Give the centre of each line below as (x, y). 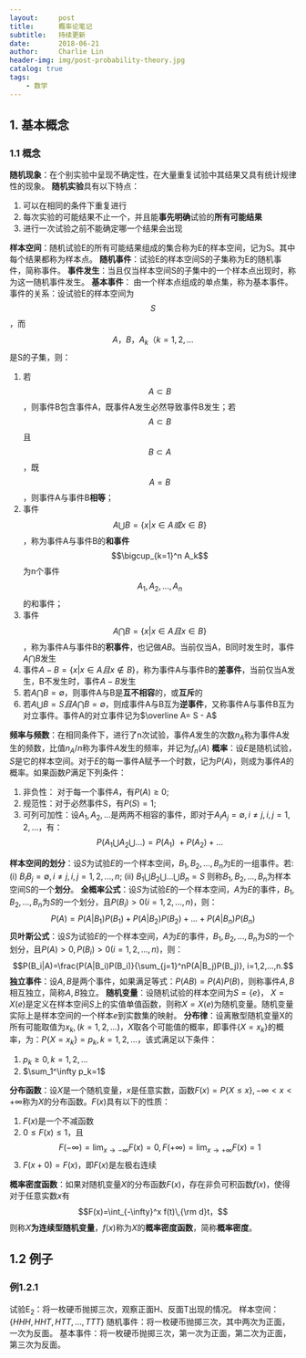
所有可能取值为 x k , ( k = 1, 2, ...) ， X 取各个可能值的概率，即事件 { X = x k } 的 (143, 1028)
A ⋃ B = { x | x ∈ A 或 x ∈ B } (160, 525)
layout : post (42, 18)
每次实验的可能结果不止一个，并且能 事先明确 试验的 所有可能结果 (142, 217)
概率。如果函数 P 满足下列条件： (68, 772)
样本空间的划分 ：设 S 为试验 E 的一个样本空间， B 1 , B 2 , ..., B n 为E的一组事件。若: (152, 864)
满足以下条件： (189, 1039)
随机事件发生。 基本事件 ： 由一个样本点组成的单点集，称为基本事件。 (163, 282)
